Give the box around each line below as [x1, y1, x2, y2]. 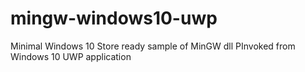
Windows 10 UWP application [10, 50, 132, 62]
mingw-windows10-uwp [10, 7, 218, 30]
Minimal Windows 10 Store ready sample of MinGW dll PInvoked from [10, 40, 296, 52]
